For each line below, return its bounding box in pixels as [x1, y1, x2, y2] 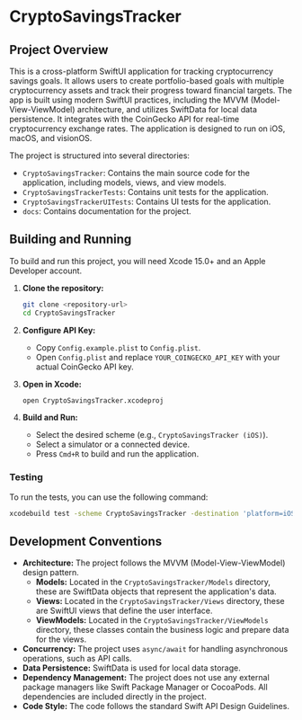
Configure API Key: [22, 324, 96, 335]
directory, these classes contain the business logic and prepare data [35, 625, 289, 636]
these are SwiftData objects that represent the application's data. [35, 586, 277, 597]
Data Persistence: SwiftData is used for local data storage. [22, 662, 241, 673]
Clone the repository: [22, 282, 104, 293]
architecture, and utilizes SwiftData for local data [76, 104, 258, 114]
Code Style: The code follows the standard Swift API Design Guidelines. [22, 701, 290, 712]
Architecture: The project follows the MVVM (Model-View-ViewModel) [22, 557, 286, 568]
